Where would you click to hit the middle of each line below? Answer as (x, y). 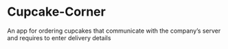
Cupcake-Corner (57, 12)
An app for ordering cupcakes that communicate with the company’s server (114, 31)
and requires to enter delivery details (59, 37)
